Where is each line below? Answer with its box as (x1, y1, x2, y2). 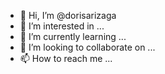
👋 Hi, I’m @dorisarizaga (19, 10, 117, 21)
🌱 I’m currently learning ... (19, 31, 127, 42)
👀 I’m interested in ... (19, 20, 105, 32)
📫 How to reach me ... (19, 53, 113, 64)
